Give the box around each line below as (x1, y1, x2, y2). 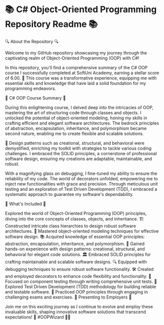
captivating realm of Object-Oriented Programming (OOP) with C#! (5, 55, 140, 61)
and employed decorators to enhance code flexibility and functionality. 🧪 (5, 273, 152, 279)
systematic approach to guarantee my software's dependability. (5, 191, 134, 197)
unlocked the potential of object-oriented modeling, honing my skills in (5, 115, 148, 121)
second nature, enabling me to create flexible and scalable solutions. (5, 131, 144, 136)
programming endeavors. (5, 85, 56, 91)
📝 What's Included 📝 (5, 201, 47, 207)
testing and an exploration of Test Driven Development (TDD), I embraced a (5, 186, 158, 192)
